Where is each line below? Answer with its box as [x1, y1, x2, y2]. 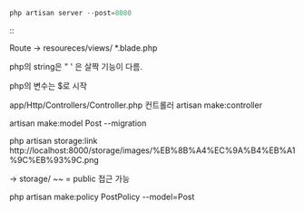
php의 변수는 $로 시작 [9, 80, 88, 91]
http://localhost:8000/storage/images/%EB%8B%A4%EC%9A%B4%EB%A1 [9, 145, 296, 156]
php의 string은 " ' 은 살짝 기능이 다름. [9, 61, 143, 72]
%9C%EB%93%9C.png [9, 154, 100, 165]
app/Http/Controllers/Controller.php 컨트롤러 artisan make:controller [9, 100, 263, 110]
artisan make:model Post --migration [9, 118, 147, 129]
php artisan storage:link [9, 135, 98, 146]
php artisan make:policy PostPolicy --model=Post [9, 191, 195, 202]
